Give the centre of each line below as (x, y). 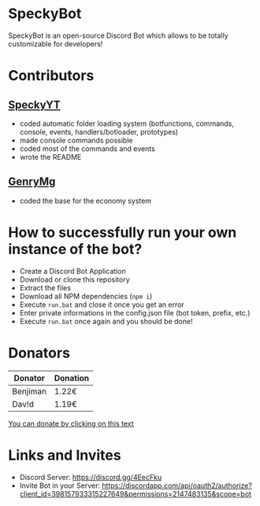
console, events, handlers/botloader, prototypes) (99, 131)
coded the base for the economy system (85, 201)
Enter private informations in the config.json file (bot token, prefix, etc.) (135, 312)
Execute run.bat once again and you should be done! (106, 321)
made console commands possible (76, 140)
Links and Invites (65, 455)
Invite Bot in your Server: (60, 486)
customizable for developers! (56, 43)
